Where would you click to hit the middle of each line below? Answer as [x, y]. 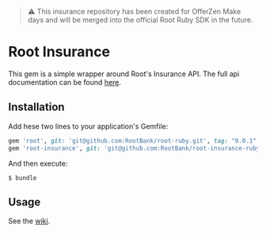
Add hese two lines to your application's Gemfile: [88, 126]
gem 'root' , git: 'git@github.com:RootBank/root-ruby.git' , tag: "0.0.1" [133, 141]
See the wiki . [29, 221]
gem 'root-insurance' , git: [55, 148]
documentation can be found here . [65, 82]
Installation [36, 107]
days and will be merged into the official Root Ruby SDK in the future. [140, 20]
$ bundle [23, 178]
